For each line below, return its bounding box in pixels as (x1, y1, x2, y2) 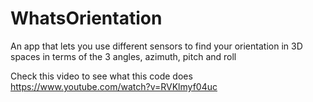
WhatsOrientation (10, 7, 163, 30)
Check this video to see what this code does (10, 70, 193, 82)
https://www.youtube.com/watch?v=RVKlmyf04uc (10, 80, 218, 92)
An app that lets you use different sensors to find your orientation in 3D (10, 40, 303, 52)
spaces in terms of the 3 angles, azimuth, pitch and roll (10, 50, 237, 62)
